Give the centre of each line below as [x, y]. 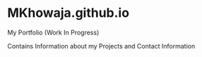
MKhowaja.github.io [68, 13]
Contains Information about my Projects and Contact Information [101, 46]
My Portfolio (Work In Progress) [53, 32]
